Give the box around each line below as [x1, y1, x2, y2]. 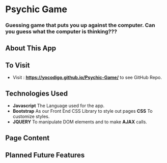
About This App [5, 44, 57, 52]
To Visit [5, 61, 30, 70]
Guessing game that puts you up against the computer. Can [5, 22, 155, 29]
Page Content [5, 134, 50, 142]
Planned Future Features [5, 151, 85, 159]
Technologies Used [5, 89, 68, 97]
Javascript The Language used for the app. [12, 103, 105, 109]
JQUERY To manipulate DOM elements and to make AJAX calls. [12, 119, 148, 125]
